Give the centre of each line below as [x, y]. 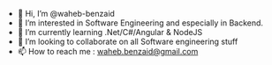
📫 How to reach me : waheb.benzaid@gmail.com [108, 51]
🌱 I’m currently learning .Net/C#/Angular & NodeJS [110, 32]
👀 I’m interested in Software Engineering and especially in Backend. [140, 23]
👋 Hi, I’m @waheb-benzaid [66, 14]
